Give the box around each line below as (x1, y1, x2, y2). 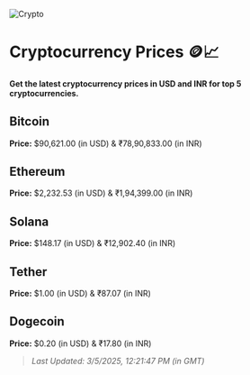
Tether (9, 264, 48, 279)
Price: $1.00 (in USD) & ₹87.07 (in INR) (9, 288, 151, 299)
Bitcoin (9, 114, 50, 130)
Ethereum (9, 163, 66, 179)
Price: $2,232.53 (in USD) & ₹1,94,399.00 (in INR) (9, 187, 193, 198)
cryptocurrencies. (9, 87, 79, 98)
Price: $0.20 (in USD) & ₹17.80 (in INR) (9, 338, 152, 349)
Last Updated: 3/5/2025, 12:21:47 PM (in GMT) (31, 355, 205, 366)
